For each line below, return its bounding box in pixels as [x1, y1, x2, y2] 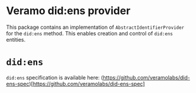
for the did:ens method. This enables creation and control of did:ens [6, 29, 173, 36]
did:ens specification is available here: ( [6, 74, 103, 81]
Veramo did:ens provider [6, 4, 131, 18]
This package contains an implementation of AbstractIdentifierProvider [6, 24, 185, 31]
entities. [6, 36, 25, 43]
